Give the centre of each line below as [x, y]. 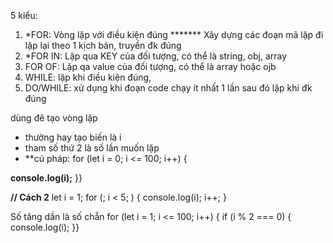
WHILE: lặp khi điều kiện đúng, [88, 77]
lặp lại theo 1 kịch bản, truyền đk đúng [103, 45]
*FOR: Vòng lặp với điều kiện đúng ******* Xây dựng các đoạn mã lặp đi [174, 34]
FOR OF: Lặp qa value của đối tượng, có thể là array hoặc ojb [150, 66]
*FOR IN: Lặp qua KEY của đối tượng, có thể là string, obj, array [156, 56]
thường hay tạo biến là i [73, 137]
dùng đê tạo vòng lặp [54, 118]
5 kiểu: [24, 15]
